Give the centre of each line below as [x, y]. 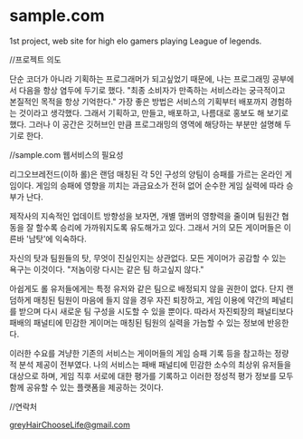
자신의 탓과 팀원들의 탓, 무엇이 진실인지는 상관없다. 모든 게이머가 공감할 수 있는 [148, 258]
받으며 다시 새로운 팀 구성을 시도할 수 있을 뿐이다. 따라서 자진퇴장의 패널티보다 [156, 311]
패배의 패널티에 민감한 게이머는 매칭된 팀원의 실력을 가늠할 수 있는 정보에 [137, 322]
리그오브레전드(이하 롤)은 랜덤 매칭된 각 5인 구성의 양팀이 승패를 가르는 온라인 [146, 174]
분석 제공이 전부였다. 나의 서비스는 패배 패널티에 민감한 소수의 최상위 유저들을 [155, 365]
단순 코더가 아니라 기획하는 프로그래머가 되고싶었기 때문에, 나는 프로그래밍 [140, 79]
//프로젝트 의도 [35, 59]
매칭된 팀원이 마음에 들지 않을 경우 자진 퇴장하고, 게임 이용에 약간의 [151, 299]
